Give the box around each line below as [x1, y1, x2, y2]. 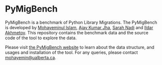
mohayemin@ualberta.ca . [5, 54, 57, 60]
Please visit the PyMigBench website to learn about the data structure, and [5, 44, 154, 50]
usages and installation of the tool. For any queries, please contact [5, 49, 138, 55]
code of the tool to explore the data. [5, 35, 77, 41]
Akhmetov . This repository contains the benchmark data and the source [5, 30, 149, 35]
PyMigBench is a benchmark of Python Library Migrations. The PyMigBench [5, 19, 158, 25]
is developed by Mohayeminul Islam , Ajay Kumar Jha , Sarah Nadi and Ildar [5, 24, 154, 30]
